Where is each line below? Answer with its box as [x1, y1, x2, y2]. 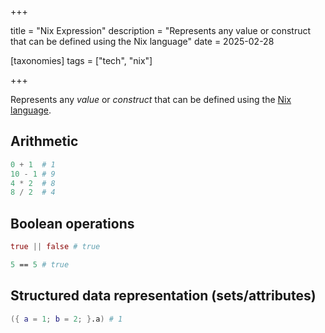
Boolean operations [10, 215, 135, 232]
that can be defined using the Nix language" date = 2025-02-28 [10, 36, 275, 47]
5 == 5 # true [10, 260, 70, 270]
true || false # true [10, 242, 101, 252]
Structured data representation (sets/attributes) [10, 287, 317, 305]
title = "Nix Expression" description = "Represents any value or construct [10, 25, 312, 36]
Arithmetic [10, 133, 79, 150]
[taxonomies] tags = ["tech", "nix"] [10, 55, 153, 66]
